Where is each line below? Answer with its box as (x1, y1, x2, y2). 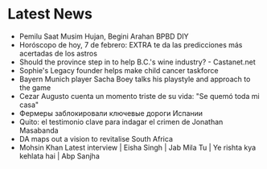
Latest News (7, 5, 93, 23)
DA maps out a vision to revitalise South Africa (18, 134, 174, 143)
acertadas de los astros (18, 48, 98, 58)
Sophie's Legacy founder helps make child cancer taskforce (18, 65, 219, 75)
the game (18, 82, 51, 93)
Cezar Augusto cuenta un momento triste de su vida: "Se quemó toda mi (18, 91, 260, 101)
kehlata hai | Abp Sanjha (18, 150, 100, 161)
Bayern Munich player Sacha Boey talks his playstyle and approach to (18, 74, 251, 84)
